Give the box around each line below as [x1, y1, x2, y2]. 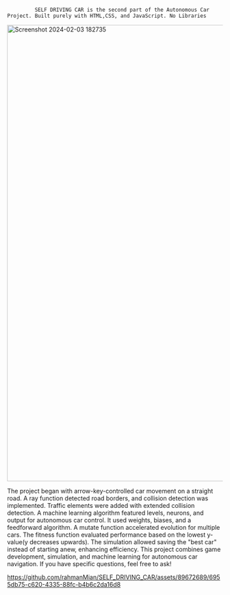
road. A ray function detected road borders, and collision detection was [7, 494, 209, 502]
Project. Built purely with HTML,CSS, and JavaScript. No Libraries [7, 12, 207, 19]
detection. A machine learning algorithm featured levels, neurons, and [7, 509, 204, 517]
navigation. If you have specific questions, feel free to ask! [7, 560, 172, 568]
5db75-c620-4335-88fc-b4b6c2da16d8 [7, 581, 121, 588]
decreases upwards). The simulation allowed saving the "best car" [29, 538, 217, 546]
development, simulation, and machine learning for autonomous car [7, 552, 198, 561]
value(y [7, 538, 29, 546]
